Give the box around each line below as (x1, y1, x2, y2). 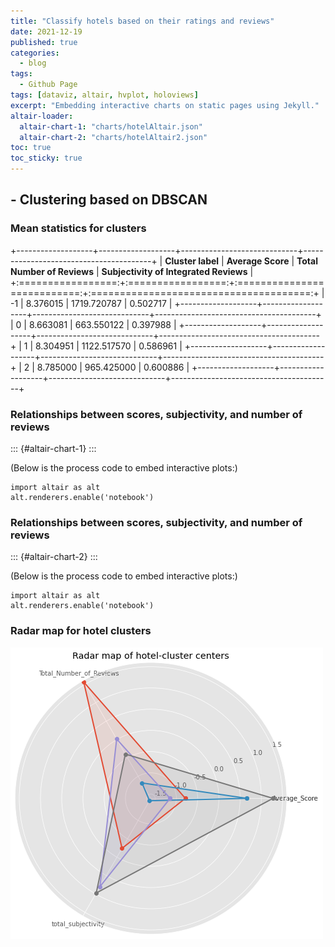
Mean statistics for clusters (10, 221, 147, 235)
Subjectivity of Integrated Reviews (101, 265, 248, 277)
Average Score (226, 255, 290, 267)
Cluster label (164, 255, 220, 267)
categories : (10, 48, 60, 58)
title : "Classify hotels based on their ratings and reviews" (10, 16, 275, 26)
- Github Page (19, 80, 78, 90)
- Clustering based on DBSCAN (10, 191, 208, 209)
